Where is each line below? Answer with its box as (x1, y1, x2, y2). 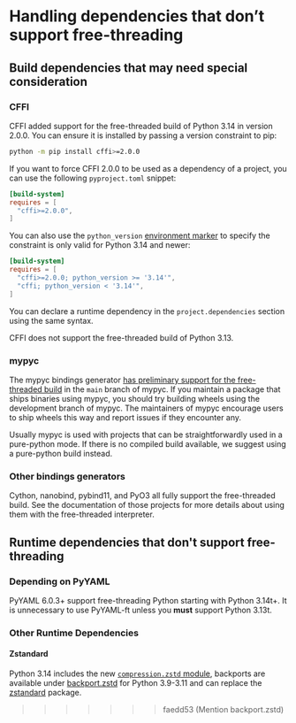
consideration (9, 73, 88, 89)
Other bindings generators (9, 470, 125, 482)
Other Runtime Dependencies (9, 627, 140, 639)
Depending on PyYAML (9, 575, 110, 588)
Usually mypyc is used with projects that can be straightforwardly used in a (9, 429, 283, 440)
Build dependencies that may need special (9, 60, 248, 75)
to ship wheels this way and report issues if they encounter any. (9, 411, 241, 422)
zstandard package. (9, 688, 82, 698)
